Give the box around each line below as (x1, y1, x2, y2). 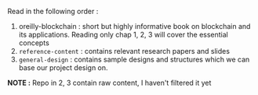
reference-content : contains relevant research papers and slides (18, 47, 231, 55)
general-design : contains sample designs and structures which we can (18, 55, 250, 64)
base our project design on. (18, 63, 108, 72)
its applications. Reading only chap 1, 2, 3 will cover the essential (18, 30, 229, 39)
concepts (18, 38, 50, 47)
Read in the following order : (7, 7, 99, 16)
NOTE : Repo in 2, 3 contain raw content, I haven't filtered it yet (7, 78, 212, 87)
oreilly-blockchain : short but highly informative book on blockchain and (18, 22, 251, 30)
